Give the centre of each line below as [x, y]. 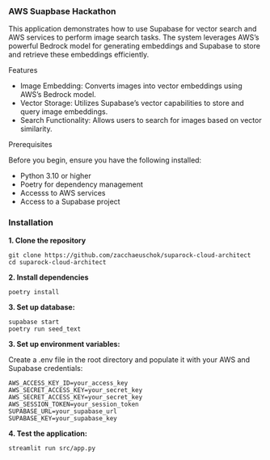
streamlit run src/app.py [52, 448]
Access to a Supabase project [70, 202]
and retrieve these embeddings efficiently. [79, 55]
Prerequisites [30, 145]
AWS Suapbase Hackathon [62, 11]
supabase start [34, 322]
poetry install [34, 292]
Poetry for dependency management [82, 184]
